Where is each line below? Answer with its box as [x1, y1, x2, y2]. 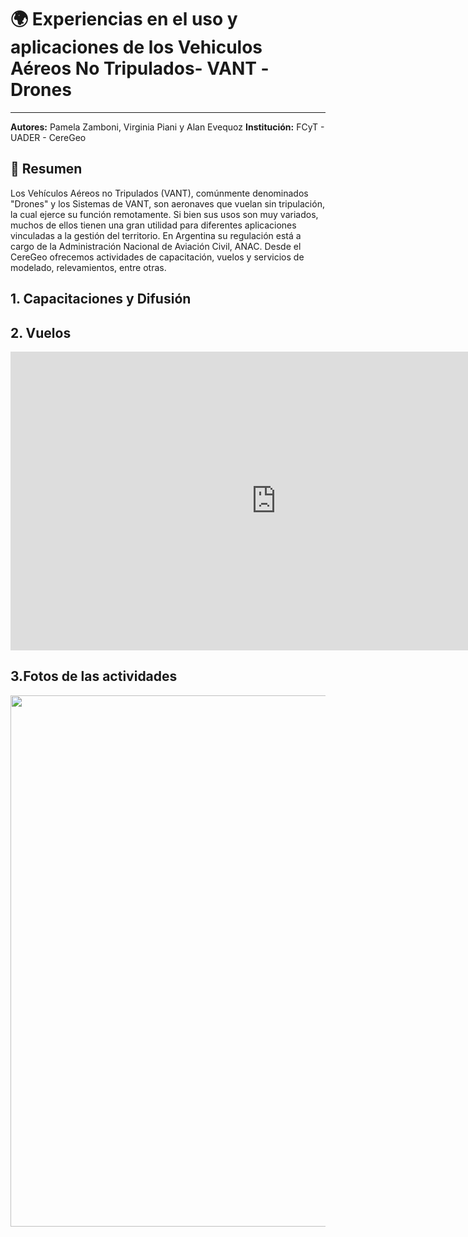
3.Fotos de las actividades [10, 668, 178, 685]
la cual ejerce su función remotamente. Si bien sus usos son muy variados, [10, 208, 319, 220]
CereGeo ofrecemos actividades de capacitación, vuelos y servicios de [10, 251, 305, 263]
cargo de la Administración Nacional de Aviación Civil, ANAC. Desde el [10, 240, 302, 252]
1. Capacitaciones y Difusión [10, 291, 192, 308]
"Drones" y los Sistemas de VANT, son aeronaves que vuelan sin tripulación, [10, 197, 325, 210]
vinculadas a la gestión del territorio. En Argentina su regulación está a [10, 229, 302, 241]
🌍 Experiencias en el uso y [10, 8, 238, 31]
